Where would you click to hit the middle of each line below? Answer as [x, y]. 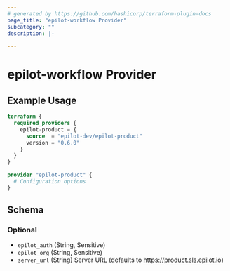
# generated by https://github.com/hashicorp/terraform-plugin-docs [109, 14]
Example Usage [42, 100]
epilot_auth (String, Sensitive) [61, 245]
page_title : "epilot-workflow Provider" [67, 20]
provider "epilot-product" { [50, 175]
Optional [22, 230]
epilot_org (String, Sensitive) [60, 253]
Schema [26, 210]
